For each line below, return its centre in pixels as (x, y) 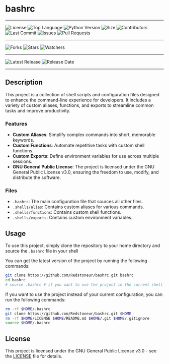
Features (16, 124)
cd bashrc (16, 280)
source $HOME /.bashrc (28, 323)
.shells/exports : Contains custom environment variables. (72, 218)
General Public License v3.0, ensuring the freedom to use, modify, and (86, 172)
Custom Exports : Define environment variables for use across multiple (86, 156)
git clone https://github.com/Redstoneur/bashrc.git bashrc (70, 275)
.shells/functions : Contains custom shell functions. (67, 212)
